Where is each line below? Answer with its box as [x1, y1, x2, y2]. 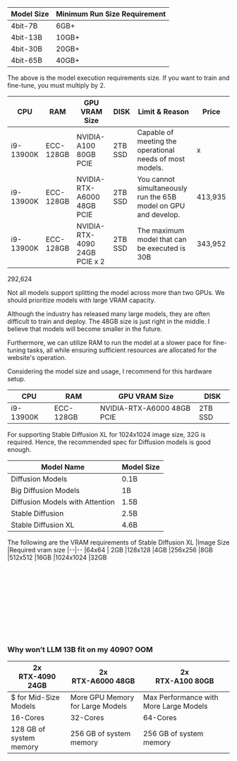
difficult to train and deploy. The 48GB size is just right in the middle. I [7, 318, 210, 325]
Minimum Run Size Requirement [56, 9, 166, 18]
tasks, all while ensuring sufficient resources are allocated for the [27, 346, 217, 354]
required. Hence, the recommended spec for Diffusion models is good [7, 438, 212, 446]
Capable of [137, 127, 174, 137]
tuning [7, 346, 26, 354]
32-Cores [70, 713, 104, 723]
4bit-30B [11, 44, 42, 54]
